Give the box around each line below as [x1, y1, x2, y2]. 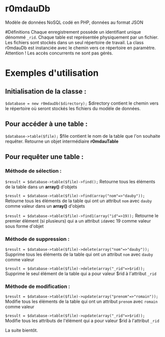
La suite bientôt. [5, 328, 38, 334]
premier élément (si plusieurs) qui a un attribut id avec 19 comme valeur [5, 218, 151, 224]
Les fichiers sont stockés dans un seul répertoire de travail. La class [5, 39, 144, 45]
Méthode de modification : [5, 283, 70, 290]
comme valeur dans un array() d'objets [5, 203, 85, 209]
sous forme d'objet [5, 224, 44, 229]
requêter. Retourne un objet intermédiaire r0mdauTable [5, 138, 119, 144]
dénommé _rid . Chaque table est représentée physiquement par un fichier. [5, 34, 159, 40]
